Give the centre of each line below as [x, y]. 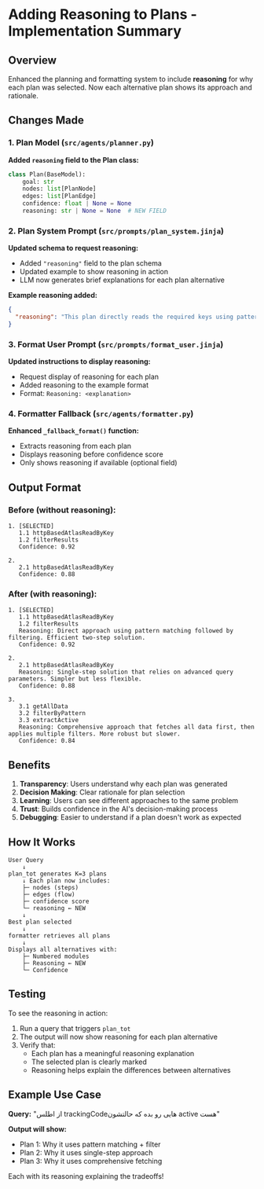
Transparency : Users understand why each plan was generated [123, 784]
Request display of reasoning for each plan [89, 377]
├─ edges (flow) [49, 895]
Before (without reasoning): [62, 510]
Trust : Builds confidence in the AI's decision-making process [119, 809]
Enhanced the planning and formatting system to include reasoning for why [131, 79]
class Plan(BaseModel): [47, 174]
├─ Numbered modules [56, 956]
